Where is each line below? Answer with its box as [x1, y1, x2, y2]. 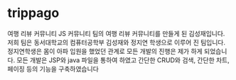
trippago [7, 5, 60, 21]
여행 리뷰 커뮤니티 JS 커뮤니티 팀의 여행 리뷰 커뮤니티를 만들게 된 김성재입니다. [7, 29, 225, 38]
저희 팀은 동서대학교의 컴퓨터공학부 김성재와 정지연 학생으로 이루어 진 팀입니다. [7, 38, 226, 47]
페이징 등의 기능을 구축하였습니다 [7, 64, 100, 73]
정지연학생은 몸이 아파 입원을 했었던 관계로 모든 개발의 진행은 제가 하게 [7, 47, 203, 55]
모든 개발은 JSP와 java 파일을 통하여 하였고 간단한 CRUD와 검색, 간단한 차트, [16, 55, 230, 64]
